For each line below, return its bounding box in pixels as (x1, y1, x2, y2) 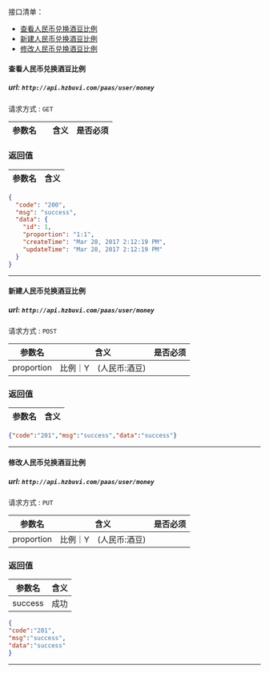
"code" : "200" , (15, 201, 66, 209)
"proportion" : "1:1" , (22, 230, 94, 238)
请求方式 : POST (8, 326, 58, 336)
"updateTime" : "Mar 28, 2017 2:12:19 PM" (22, 245, 163, 254)
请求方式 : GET (8, 103, 54, 114)
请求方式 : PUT (8, 497, 54, 507)
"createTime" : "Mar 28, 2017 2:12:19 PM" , (22, 238, 167, 246)
